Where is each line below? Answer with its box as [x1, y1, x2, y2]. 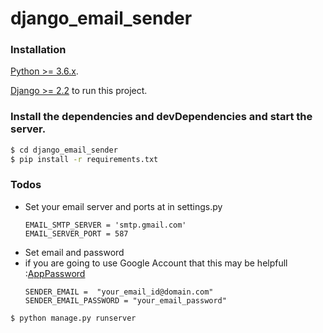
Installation [10, 43, 67, 57]
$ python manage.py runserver [10, 313, 137, 323]
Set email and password [24, 246, 125, 258]
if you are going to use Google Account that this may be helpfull [24, 257, 288, 269]
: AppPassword [24, 267, 86, 279]
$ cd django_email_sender [10, 145, 118, 155]
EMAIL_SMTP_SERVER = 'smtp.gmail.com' [24, 220, 187, 230]
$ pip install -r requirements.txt [10, 154, 159, 164]
